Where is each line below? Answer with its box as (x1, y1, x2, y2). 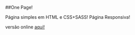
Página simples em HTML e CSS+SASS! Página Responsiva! (5, 14, 130, 20)
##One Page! (5, 5, 33, 10)
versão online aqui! (5, 24, 45, 30)
